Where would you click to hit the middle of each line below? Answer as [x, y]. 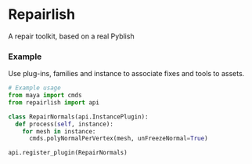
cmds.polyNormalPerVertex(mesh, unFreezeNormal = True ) [119, 139]
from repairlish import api [54, 102]
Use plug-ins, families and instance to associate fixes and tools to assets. [126, 74]
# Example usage [34, 88]
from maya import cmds [45, 96]
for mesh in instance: [59, 131]
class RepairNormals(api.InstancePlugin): [78, 117]
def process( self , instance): [64, 124]
